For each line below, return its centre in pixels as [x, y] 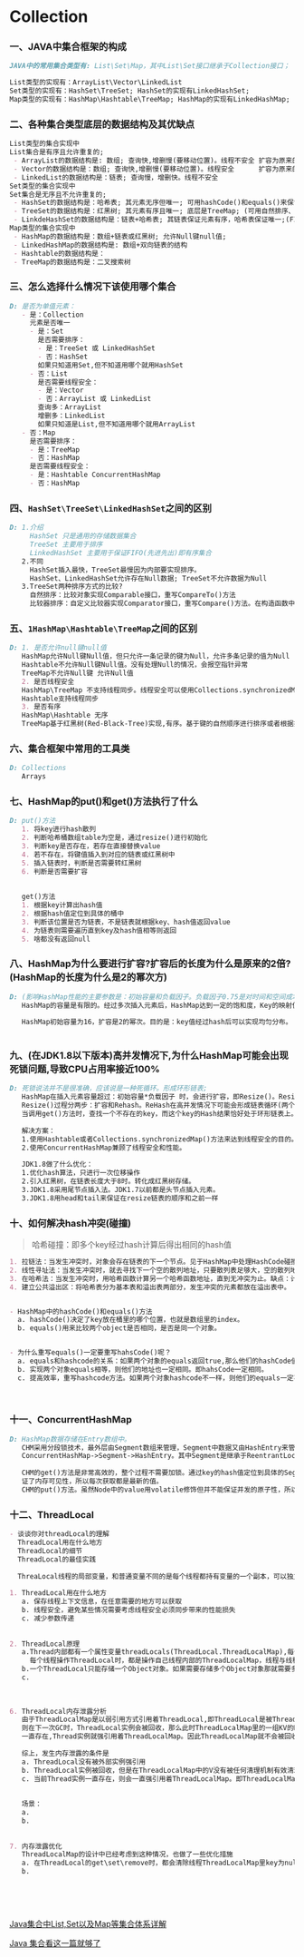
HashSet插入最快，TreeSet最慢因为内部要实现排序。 [115, 570]
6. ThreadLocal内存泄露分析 [58, 1711]
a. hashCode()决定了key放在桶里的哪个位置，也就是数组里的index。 [131, 1320]
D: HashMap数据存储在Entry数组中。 [70, 1439]
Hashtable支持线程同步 [60, 699]
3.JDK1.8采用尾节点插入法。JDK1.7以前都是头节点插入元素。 [120, 1189]
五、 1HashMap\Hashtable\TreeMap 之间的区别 [104, 628]
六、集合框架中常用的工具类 [70, 749]
